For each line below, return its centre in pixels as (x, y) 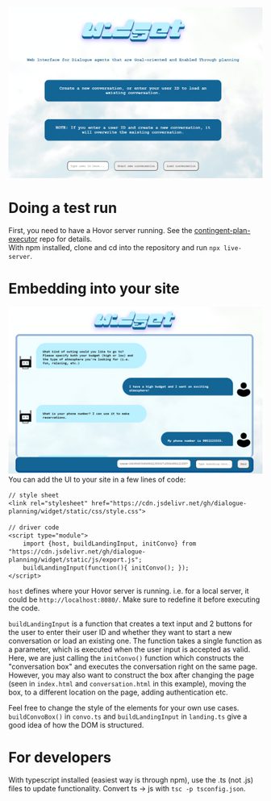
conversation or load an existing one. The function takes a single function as (135, 640)
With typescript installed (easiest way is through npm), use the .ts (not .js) (131, 780)
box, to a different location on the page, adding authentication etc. (118, 692)
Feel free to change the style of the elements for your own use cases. (124, 707)
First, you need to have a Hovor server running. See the (100, 231)
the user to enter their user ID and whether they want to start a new (120, 632)
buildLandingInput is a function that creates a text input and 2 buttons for (130, 624)
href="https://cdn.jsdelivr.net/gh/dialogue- (169, 503)
